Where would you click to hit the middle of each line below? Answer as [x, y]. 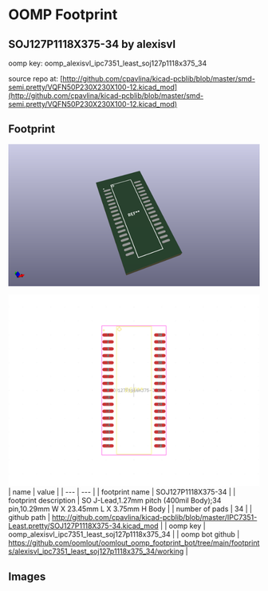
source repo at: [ [35, 79]
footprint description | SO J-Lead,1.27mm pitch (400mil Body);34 [115, 501]
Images [27, 576]
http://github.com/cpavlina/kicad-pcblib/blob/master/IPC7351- [154, 518]
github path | [29, 518]
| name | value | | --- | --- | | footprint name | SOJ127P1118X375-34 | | [122, 492]
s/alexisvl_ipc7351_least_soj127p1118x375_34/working [96, 551]
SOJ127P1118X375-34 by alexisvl [92, 44]
